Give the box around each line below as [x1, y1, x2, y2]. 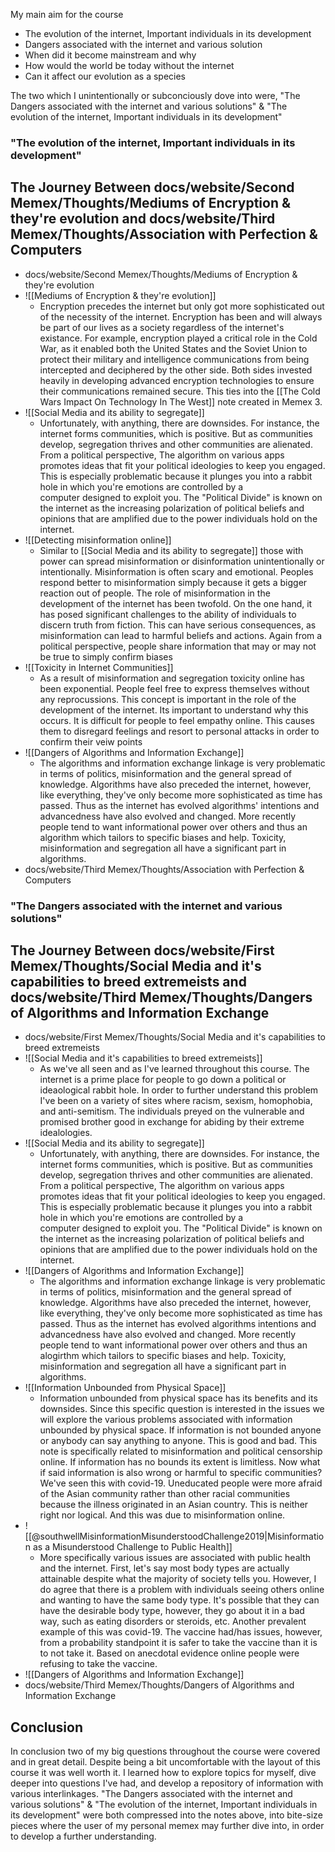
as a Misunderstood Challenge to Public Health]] [33, 1541, 233, 1553]
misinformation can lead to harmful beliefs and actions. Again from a [39, 629, 323, 641]
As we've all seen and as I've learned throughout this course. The [39, 1063, 310, 1075]
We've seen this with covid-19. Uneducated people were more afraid [39, 1477, 323, 1489]
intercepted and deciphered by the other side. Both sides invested [39, 364, 313, 376]
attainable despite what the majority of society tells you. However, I [39, 1573, 317, 1585]
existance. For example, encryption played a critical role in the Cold [39, 332, 318, 344]
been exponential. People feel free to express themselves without [39, 682, 310, 694]
